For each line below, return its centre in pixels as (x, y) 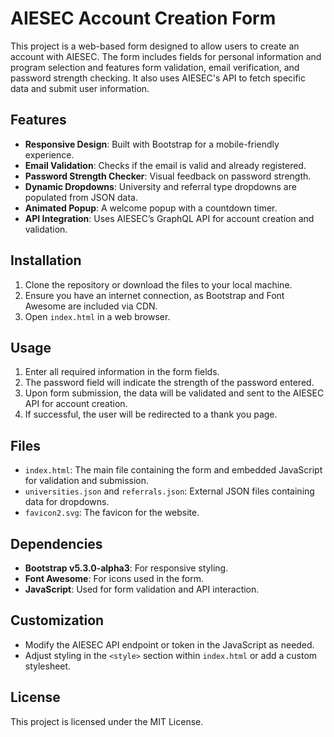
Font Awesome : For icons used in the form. (114, 578)
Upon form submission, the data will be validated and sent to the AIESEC (174, 393)
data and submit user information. (80, 88)
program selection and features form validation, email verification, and (155, 67)
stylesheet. (48, 666)
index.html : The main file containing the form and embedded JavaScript (173, 470)
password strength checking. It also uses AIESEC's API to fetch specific (158, 78)
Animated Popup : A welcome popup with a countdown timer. (151, 208)
